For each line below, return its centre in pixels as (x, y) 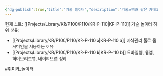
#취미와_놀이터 (19, 69)
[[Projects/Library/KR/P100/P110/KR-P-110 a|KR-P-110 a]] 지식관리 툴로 (81, 40)
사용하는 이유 (41, 46)
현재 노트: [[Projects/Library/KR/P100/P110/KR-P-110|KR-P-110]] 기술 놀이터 (79, 24)
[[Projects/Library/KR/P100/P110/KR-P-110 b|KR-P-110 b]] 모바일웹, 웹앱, (83, 52)
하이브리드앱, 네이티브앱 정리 (39, 58)
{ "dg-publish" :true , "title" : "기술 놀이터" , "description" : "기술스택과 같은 (76, 9)
